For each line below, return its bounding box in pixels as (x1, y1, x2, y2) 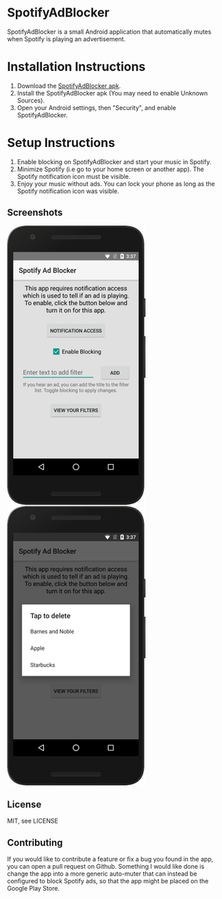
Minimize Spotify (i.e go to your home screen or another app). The (16, 165, 204, 173)
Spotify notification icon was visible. (16, 187, 120, 195)
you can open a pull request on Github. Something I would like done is (7, 863, 205, 871)
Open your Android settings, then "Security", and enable (16, 103, 177, 111)
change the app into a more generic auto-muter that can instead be (7, 869, 197, 878)
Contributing (7, 836, 63, 848)
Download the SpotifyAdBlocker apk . (16, 81, 121, 90)
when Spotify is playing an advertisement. (7, 34, 126, 43)
